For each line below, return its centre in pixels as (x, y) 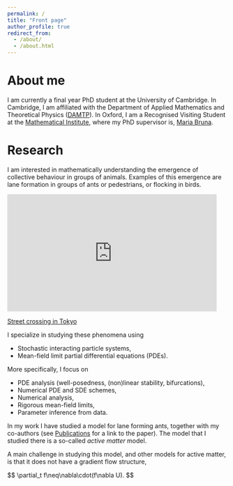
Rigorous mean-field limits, (56, 404)
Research (36, 150)
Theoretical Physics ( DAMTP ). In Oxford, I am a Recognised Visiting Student (116, 114)
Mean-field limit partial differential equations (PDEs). (93, 356)
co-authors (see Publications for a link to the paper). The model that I (107, 433)
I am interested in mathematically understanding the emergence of (103, 169)
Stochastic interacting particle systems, (74, 348)
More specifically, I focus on (48, 369)
